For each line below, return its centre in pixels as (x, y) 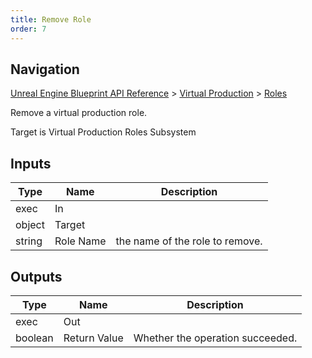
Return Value (93, 338)
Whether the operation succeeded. (215, 338)
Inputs (31, 163)
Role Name (80, 241)
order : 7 (28, 29)
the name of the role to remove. (189, 241)
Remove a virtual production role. (79, 113)
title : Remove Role (51, 19)
